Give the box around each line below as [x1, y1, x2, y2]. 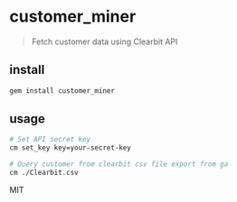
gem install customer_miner [9, 86, 116, 96]
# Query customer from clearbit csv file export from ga [9, 160, 229, 169]
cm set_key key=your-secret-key [9, 143, 131, 152]
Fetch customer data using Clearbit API [31, 36, 178, 47]
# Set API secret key [9, 135, 91, 144]
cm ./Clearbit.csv [9, 169, 79, 178]
